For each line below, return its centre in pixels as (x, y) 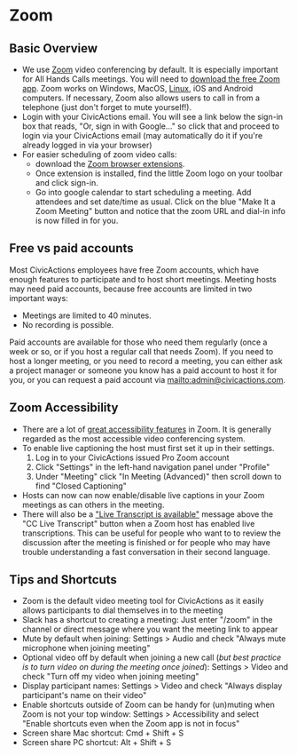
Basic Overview (54, 48)
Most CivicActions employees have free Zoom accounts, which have (134, 270)
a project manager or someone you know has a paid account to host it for (143, 370)
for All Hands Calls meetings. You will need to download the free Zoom (151, 79)
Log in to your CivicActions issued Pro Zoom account (132, 457)
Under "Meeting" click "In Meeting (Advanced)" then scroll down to (158, 476)
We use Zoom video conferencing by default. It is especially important (150, 69)
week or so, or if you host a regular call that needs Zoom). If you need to (141, 351)
